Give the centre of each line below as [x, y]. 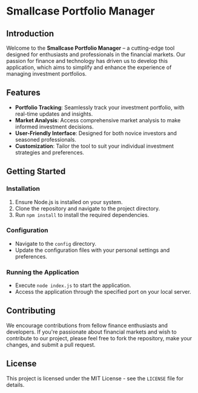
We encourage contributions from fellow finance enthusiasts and [87, 325]
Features [23, 93]
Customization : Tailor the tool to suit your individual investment [94, 146]
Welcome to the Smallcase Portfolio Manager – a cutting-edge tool [91, 48]
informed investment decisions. [54, 127]
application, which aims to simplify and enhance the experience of [89, 67]
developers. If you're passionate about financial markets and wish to [91, 332]
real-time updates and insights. [54, 114]
